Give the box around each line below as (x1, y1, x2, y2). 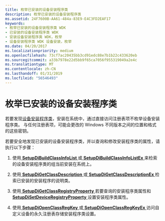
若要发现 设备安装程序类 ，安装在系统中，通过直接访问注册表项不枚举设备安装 (5, 115, 160, 121)
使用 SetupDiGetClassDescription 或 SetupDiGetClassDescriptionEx (12, 171, 154, 177)
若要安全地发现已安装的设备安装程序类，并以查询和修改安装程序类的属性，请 (5, 138, 160, 144)
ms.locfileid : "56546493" (5, 76, 58, 81)
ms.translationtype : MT (5, 62, 54, 67)
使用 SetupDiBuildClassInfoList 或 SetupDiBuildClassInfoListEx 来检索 (12, 155, 158, 161)
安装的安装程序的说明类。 (21, 177, 73, 183)
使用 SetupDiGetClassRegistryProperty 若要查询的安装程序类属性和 (12, 188, 151, 194)
